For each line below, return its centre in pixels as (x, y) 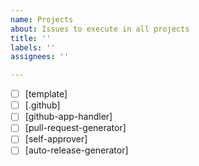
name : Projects (42, 19)
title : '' (31, 38)
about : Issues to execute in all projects (100, 29)
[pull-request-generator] (75, 128)
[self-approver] (56, 139)
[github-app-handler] (68, 117)
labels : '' (33, 47)
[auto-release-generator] (76, 150)
